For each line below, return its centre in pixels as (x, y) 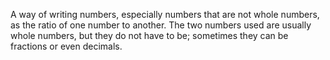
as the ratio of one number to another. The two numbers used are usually (161, 25)
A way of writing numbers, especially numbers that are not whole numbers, (165, 14)
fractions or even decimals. (66, 46)
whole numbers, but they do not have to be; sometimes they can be (149, 35)
